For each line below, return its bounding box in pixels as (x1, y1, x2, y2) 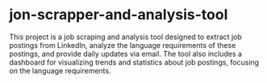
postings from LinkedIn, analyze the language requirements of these (9, 40, 236, 49)
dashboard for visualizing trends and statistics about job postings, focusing (9, 57, 260, 67)
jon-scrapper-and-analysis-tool (9, 6, 228, 24)
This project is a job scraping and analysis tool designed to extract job (9, 32, 242, 41)
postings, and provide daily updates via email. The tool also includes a (9, 49, 243, 58)
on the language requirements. (9, 65, 111, 75)
